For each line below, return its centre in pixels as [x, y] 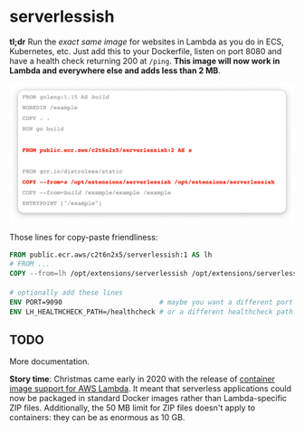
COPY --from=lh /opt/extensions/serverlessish [99, 274]
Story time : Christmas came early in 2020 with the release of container [142, 379]
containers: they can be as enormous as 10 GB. [97, 418]
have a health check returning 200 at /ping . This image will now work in [145, 61]
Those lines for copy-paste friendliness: [84, 237]
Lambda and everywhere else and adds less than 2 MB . [115, 70]
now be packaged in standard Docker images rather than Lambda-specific [148, 399]
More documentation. [50, 362]
